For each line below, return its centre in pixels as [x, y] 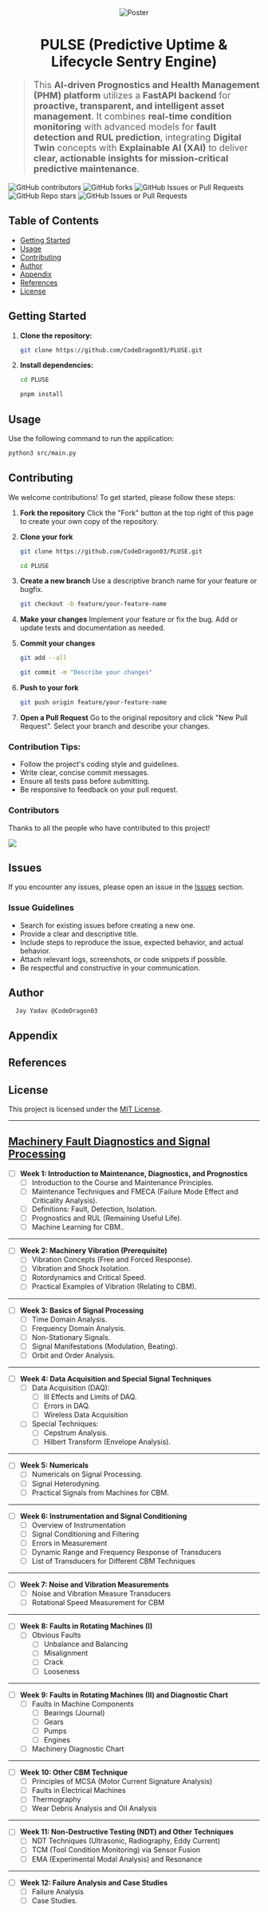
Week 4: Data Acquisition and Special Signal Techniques [116, 1378]
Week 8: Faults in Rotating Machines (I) [86, 1626]
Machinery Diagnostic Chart [78, 1748]
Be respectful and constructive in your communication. [110, 968]
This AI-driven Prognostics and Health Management [146, 85]
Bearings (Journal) [74, 1712]
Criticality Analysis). [65, 1201]
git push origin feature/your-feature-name [93, 702]
